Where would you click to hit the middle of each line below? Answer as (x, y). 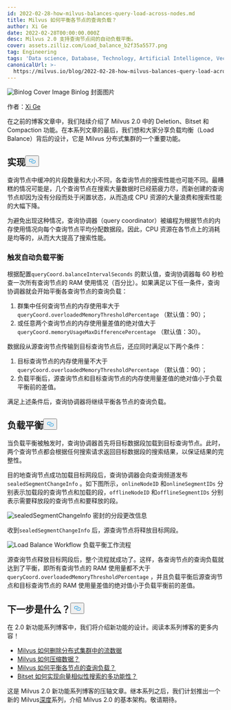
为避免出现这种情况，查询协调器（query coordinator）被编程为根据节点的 (111, 221)
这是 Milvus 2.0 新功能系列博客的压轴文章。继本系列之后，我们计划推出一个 (114, 691)
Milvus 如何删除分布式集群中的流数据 (69, 651)
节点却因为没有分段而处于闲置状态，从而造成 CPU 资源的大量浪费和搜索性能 (114, 197)
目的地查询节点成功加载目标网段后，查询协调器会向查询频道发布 (97, 475)
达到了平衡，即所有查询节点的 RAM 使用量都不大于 (79, 568)
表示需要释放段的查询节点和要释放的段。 (64, 501)
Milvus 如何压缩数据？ (48, 659)
